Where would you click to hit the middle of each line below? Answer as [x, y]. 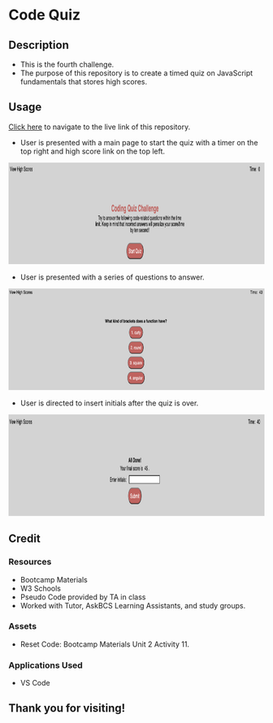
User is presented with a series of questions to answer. [112, 277]
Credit [24, 539]
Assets [23, 626]
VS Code [35, 683]
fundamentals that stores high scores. [84, 82]
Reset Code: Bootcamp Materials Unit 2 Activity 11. [104, 644]
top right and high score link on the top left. [92, 151]
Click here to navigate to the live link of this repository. [100, 127]
